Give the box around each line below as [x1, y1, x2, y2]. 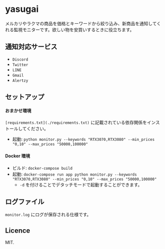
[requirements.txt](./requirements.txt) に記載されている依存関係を [5, 120, 147, 125]
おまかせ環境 [5, 108, 31, 114]
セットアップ [5, 93, 45, 101]
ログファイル [5, 197, 45, 206]
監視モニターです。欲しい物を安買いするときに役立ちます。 [13, 26, 135, 33]
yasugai [5, 3, 39, 15]
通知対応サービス [5, 43, 57, 51]
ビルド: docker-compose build [12, 165, 73, 171]
